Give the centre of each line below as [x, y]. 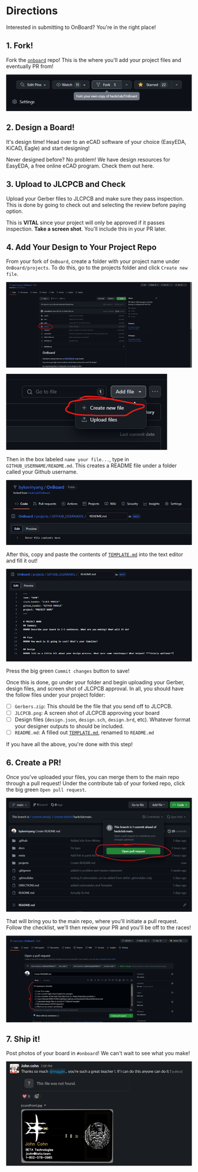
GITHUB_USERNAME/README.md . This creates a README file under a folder [92, 465]
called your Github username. [42, 472]
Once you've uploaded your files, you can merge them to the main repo [93, 777]
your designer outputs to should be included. [69, 726]
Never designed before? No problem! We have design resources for [88, 159]
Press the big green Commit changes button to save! [68, 671]
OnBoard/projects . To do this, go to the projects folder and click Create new [97, 268]
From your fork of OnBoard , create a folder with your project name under [93, 261]
